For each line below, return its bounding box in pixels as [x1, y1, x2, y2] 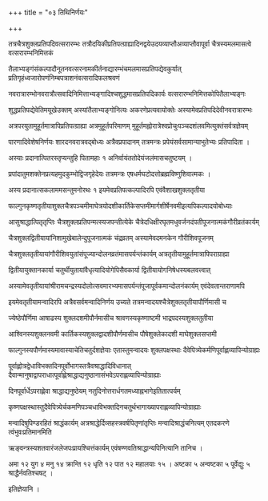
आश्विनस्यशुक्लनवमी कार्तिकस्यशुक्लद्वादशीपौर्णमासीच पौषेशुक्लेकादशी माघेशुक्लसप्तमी [8, 329, 218, 339]
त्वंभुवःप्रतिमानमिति [8, 427, 52, 436]
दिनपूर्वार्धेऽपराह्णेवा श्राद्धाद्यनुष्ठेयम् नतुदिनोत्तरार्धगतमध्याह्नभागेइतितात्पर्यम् [8, 387, 181, 395]
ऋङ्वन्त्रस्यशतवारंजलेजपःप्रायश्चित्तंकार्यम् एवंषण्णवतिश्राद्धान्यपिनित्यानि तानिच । [8, 443, 203, 452]
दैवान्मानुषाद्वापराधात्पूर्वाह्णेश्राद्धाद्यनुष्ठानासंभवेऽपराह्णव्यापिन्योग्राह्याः [8, 371, 162, 379]
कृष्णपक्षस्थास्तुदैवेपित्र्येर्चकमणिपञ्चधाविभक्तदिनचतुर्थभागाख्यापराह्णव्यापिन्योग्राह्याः [8, 403, 202, 411]
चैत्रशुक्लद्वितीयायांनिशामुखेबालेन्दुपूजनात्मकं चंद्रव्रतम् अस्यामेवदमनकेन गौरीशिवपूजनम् [8, 233, 214, 242]
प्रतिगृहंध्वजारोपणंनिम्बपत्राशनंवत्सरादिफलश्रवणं [8, 73, 120, 82]
